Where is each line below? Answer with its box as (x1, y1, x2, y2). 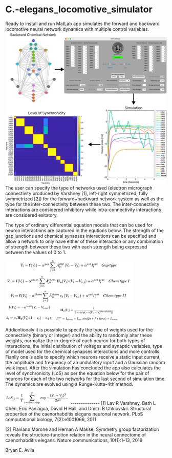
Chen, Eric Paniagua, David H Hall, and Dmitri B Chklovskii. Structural (5, 405, 151, 411)
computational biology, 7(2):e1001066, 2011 (5, 416, 96, 422)
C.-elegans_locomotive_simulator (5, 4, 153, 15)
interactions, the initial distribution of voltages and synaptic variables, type (5, 343, 163, 349)
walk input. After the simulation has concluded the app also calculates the (5, 365, 161, 371)
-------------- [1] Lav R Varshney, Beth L (70, 400, 156, 406)
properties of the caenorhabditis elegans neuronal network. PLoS (5, 411, 143, 417)
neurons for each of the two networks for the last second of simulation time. (5, 376, 166, 382)
